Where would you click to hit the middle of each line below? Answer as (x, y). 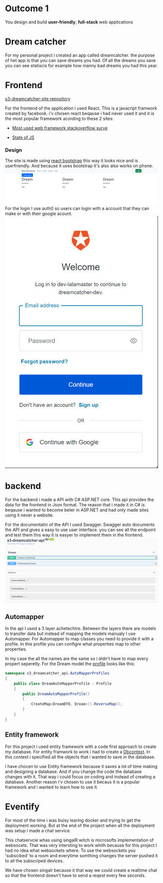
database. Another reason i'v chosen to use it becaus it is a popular (73, 782)
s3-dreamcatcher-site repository (38, 98)
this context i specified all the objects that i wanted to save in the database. (80, 757)
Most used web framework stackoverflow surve (60, 128)
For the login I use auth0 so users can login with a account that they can (77, 209)
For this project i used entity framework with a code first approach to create (81, 747)
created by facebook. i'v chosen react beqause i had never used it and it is (80, 113)
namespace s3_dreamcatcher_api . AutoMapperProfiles (57, 673)
